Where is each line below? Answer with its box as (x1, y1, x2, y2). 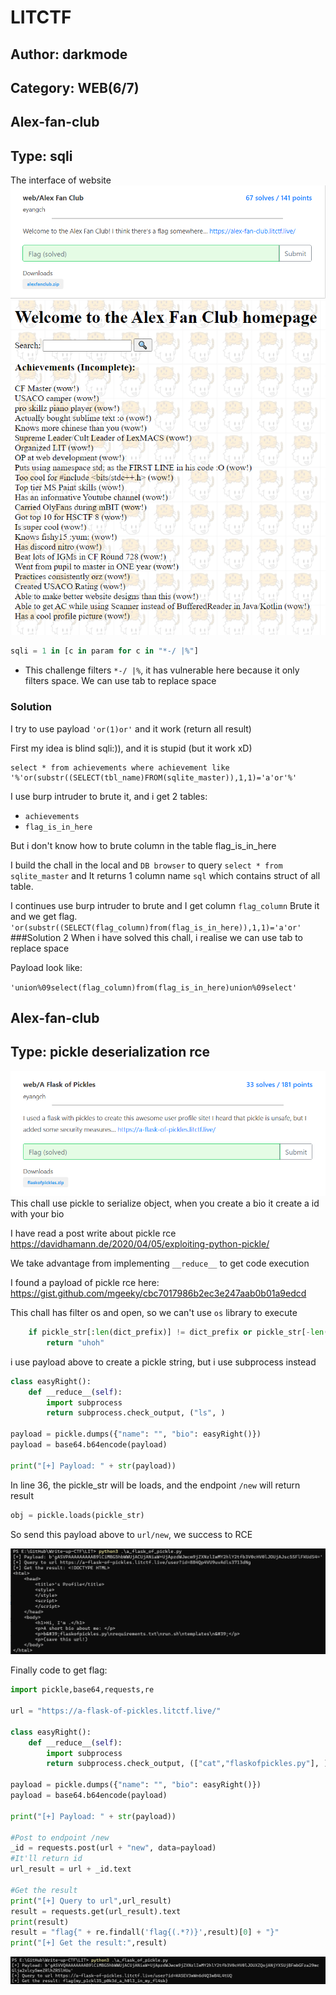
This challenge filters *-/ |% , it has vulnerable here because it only (24, 664, 300, 676)
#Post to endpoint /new (10, 1832, 110, 1843)
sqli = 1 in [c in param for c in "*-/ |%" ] (10, 646, 199, 656)
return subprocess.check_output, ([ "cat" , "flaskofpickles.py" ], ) (46, 1759, 329, 1769)
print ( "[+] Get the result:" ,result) (10, 1938, 168, 1948)
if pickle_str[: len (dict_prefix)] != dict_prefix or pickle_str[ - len (28, 1327, 325, 1338)
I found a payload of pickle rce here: (10, 1277, 160, 1289)
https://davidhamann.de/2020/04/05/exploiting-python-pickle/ (10, 1238, 270, 1250)
